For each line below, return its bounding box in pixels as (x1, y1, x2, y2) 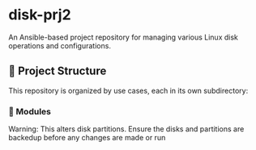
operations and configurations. (8, 40, 112, 50)
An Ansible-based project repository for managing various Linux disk (8, 32, 239, 42)
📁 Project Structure (8, 65, 107, 78)
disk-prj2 (8, 6, 71, 24)
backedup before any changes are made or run (8, 133, 166, 143)
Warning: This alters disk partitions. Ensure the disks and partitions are (8, 124, 245, 134)
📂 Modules (8, 106, 51, 117)
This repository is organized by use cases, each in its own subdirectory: (8, 85, 249, 95)
